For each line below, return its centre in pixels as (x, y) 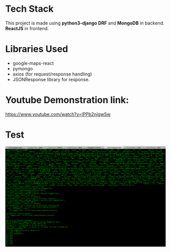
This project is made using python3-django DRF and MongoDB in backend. (85, 23)
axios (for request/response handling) (52, 74)
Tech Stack (30, 9)
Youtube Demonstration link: (67, 100)
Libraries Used (37, 49)
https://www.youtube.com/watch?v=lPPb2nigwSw (58, 114)
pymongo (23, 68)
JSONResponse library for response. (51, 79)
